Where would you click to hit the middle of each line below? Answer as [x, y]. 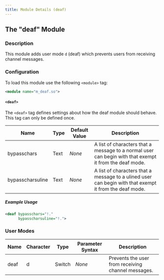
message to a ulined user [123, 177]
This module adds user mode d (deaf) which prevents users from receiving [80, 54]
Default [80, 130]
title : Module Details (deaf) [36, 10]
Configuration [22, 72]
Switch [63, 264]
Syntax [90, 250]
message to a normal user [124, 150]
